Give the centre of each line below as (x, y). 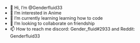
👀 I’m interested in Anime (35, 13)
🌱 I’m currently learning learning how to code (56, 18)
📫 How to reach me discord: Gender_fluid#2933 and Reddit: (72, 29)
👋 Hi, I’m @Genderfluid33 (36, 8)
